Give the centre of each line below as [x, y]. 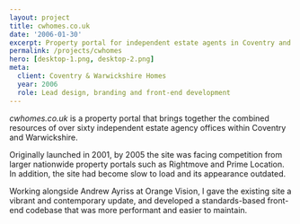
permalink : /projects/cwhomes [66, 51]
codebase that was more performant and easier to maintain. [137, 210]
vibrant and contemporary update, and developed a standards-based [137, 200]
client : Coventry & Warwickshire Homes [92, 76]
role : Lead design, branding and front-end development [124, 92]
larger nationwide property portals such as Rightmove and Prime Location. [147, 164]
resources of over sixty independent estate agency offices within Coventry [148, 127]
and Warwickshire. [44, 137]
